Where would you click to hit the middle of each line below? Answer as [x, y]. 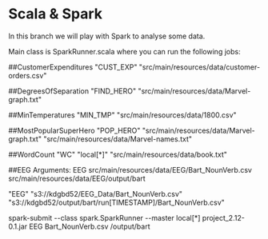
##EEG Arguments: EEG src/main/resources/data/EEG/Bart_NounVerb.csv [130, 169]
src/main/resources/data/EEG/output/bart [77, 178]
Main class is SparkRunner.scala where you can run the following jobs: [125, 51]
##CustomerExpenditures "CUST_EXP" [73, 67]
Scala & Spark [55, 14]
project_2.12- [224, 217]
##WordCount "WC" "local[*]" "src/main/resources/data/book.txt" [118, 154]
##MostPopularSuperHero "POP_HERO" [74, 130]
